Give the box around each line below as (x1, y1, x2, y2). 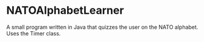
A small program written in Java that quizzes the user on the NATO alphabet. (6, 23, 199, 31)
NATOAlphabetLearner (6, 4, 124, 17)
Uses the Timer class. (6, 29, 61, 37)
